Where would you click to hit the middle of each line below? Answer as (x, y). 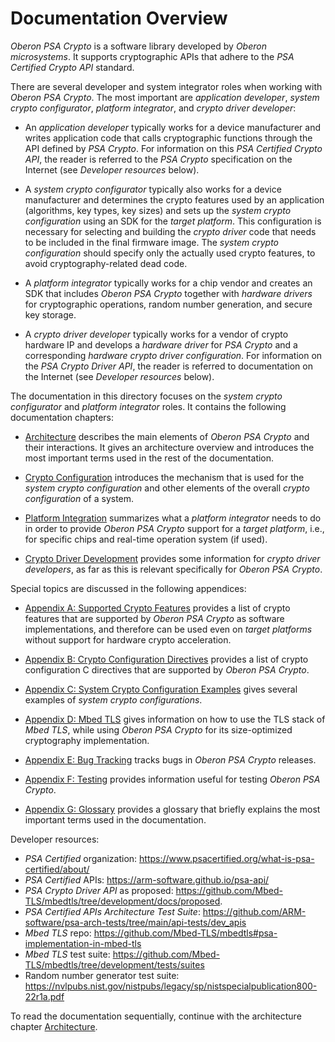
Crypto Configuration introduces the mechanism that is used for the (164, 477)
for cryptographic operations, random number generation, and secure (168, 304)
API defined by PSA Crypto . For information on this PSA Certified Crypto (173, 148)
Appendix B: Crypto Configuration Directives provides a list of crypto (166, 659)
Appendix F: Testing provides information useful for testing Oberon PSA (172, 779)
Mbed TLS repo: (58, 933)
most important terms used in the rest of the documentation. (149, 458)
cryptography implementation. (87, 740)
